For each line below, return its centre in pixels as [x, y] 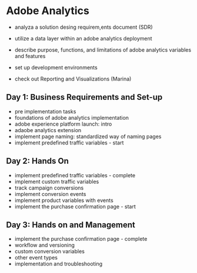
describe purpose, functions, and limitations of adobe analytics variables [103, 50]
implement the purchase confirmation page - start [75, 206]
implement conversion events [50, 194]
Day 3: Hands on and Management [71, 225]
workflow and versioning [45, 245]
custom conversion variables [50, 251]
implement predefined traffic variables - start [69, 143]
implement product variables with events [64, 200]
